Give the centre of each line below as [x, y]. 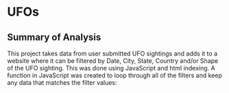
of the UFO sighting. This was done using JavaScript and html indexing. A [111, 68]
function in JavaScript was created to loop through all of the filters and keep [115, 75]
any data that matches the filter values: [62, 82]
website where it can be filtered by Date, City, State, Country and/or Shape [113, 61]
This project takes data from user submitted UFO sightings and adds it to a [112, 53]
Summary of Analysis [54, 37]
